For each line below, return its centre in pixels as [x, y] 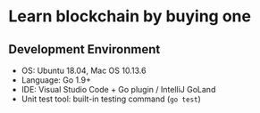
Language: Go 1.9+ [56, 80]
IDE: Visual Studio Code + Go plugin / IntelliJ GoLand [118, 89]
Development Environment [84, 49]
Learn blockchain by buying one [130, 16]
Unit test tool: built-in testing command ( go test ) [111, 99]
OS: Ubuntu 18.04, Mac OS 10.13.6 [84, 70]
